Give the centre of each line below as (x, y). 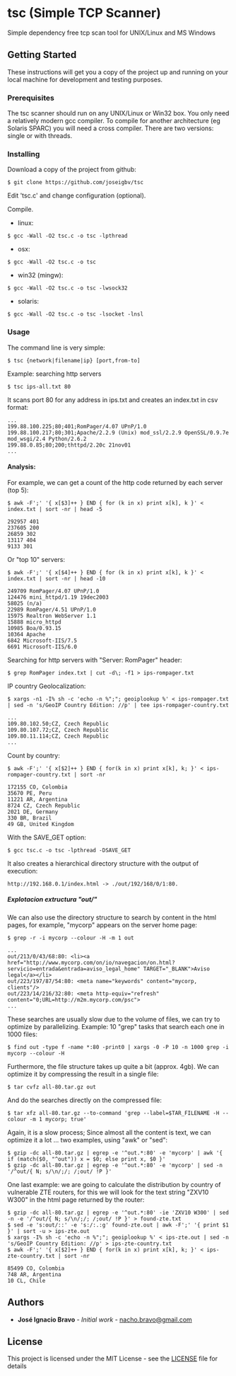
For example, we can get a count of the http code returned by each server (115, 482)
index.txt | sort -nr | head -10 (57, 578)
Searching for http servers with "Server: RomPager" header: (95, 660)
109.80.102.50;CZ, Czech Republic (58, 723)
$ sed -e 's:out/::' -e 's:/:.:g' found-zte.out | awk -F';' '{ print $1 (118, 1225)
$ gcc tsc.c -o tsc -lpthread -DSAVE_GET (69, 850)
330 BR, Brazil (30, 818)
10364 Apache (26, 634)
